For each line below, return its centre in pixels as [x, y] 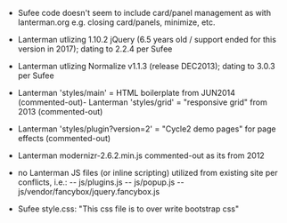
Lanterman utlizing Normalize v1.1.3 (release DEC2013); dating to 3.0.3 [146, 66]
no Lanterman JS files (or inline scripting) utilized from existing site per [148, 173]
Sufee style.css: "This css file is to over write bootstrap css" [128, 209]
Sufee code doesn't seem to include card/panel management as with [144, 13]
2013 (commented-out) [60, 111]
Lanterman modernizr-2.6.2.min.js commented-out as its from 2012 [141, 155]
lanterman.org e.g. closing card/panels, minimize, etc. [116, 22]
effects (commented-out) [64, 138]
